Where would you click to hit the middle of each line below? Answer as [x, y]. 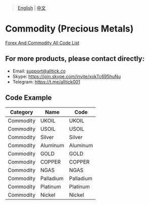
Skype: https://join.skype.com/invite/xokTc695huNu [67, 76]
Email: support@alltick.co [39, 71]
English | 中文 [32, 8]
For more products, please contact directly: [75, 59]
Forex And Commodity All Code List [42, 43]
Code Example [29, 98]
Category [21, 112]
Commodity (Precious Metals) [69, 29]
